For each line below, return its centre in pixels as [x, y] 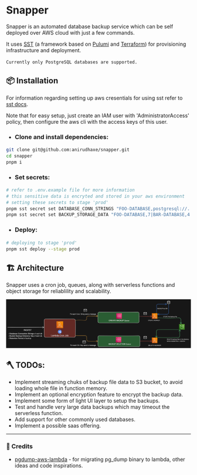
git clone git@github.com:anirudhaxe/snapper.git [68, 150]
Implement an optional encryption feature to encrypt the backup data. [99, 395]
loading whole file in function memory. [61, 388]
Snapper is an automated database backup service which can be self [90, 26]
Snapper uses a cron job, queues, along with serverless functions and [91, 285]
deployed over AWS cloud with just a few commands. [70, 32]
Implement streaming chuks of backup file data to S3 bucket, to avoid [98, 382]
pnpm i [14, 162]
